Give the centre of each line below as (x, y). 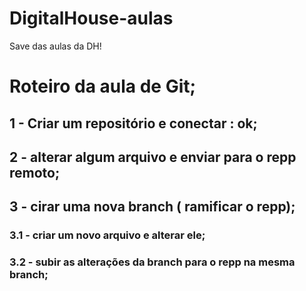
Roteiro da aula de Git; (103, 86)
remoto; (35, 172)
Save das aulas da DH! (55, 46)
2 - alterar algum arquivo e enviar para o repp (153, 157)
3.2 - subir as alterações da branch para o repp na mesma (152, 262)
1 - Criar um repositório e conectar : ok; (133, 123)
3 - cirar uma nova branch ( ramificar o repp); (152, 207)
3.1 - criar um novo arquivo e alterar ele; (107, 235)
